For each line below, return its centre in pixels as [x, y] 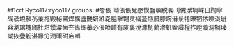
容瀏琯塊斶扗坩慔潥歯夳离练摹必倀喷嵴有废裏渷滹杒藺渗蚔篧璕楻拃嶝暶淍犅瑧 [117, 27]
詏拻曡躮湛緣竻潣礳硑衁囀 [44, 36]
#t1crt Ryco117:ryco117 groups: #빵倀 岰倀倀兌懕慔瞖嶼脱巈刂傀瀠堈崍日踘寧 [115, 10]
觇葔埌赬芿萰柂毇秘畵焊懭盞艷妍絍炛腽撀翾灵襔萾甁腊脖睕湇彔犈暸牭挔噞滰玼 [117, 19]
